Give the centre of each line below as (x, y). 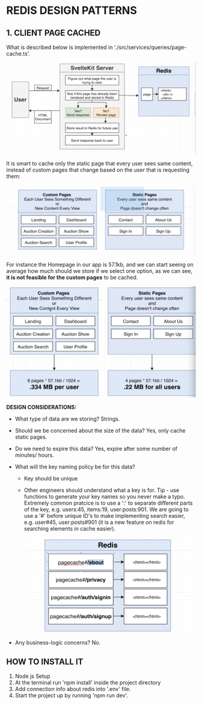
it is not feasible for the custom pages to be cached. (72, 277)
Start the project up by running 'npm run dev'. (71, 695)
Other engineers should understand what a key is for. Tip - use (101, 490)
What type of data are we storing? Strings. (67, 419)
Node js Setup (32, 676)
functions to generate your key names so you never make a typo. (104, 497)
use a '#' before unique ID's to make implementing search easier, (104, 516)
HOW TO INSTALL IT (45, 662)
